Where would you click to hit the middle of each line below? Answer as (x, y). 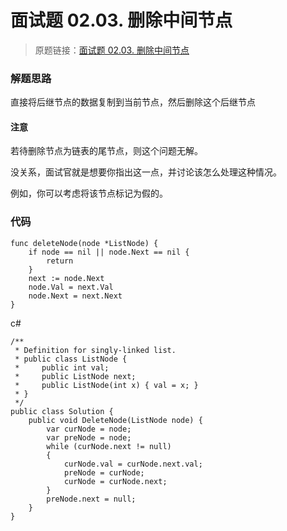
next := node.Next (66, 278)
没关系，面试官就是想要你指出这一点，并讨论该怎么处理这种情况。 (146, 172)
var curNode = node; (89, 429)
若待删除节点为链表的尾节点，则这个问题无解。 (106, 151)
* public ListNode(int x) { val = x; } (106, 385)
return (60, 261)
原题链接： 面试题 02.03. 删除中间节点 (112, 50)
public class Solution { (62, 411)
